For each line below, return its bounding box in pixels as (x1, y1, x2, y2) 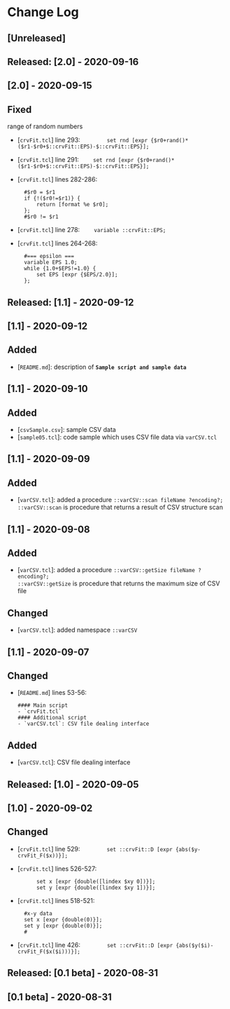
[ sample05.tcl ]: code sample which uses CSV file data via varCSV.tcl (17, 433, 217, 441)
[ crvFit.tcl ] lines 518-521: (17, 896, 95, 905)
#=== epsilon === (24, 253, 75, 260)
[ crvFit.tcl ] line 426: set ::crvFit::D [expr (17, 940, 173, 949)
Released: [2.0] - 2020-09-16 (7, 55, 139, 67)
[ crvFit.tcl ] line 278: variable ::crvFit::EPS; (17, 226, 166, 234)
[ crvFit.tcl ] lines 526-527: (17, 864, 97, 873)
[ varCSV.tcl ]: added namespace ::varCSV (17, 625, 138, 635)
